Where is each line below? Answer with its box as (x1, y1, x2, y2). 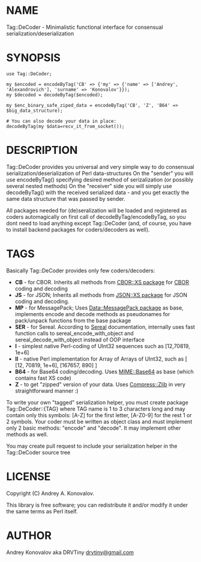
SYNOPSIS (6, 51, 61, 65)
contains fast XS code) (14, 374, 72, 382)
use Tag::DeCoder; (6, 70, 52, 77)
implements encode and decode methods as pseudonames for (14, 310, 170, 317)
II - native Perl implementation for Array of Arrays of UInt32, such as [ (14, 355, 188, 362)
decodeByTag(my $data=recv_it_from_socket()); (6, 123, 125, 129)
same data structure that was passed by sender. (6, 195, 126, 202)
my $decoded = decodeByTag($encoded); (6, 91, 103, 98)
